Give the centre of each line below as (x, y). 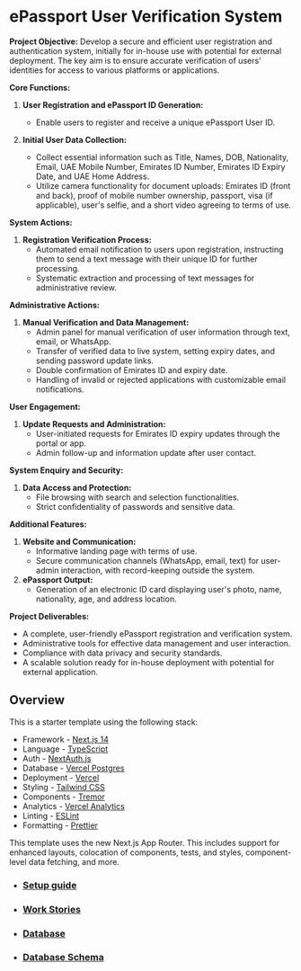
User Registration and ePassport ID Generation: (113, 104)
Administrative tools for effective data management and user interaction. (156, 643)
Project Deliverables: (49, 616)
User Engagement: (45, 406)
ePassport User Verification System (146, 17)
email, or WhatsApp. (73, 341)
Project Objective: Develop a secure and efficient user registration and (141, 41)
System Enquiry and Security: (66, 470)
